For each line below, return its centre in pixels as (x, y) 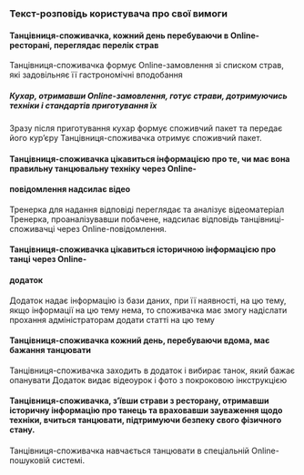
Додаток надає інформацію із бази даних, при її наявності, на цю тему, (148, 300)
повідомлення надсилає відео (70, 189)
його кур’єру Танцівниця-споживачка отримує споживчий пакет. (136, 138)
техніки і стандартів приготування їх (83, 105)
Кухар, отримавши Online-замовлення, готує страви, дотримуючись (149, 96)
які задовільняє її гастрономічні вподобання (96, 75)
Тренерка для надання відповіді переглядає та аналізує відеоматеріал (147, 209)
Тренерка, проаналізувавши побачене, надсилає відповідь (124, 219)
